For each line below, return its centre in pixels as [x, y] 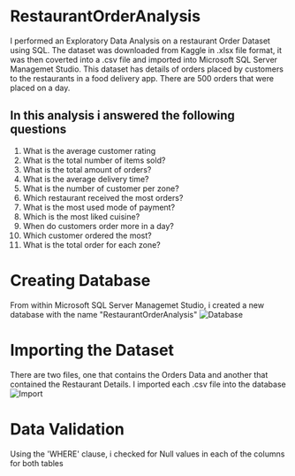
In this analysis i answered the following [122, 115]
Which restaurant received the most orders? [103, 197]
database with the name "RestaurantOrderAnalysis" [104, 314]
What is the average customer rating [89, 150]
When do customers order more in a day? [98, 226]
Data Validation [67, 429]
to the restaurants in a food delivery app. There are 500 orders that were [142, 78]
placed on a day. [40, 88]
